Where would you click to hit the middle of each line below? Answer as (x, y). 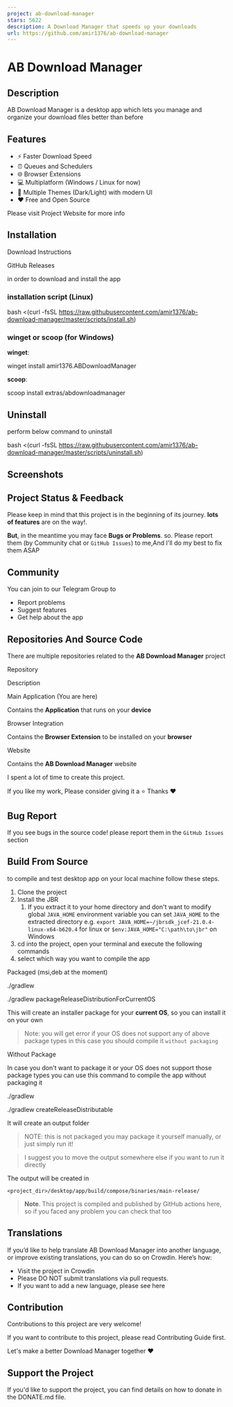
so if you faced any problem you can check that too (98, 1211)
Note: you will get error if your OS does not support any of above (117, 1033)
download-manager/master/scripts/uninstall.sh (74, 452)
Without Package (32, 1054)
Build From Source (48, 862)
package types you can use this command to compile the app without (107, 1075)
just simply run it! (49, 1144)
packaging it (25, 1082)
